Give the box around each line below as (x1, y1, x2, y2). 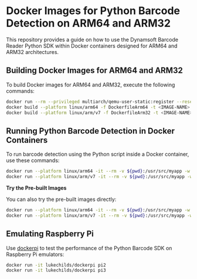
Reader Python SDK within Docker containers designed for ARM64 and (6, 42, 178, 49)
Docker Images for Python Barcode (6, 4, 181, 18)
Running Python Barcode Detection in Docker (6, 126, 175, 136)
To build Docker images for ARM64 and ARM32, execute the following (6, 81, 175, 88)
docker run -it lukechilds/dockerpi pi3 (6, 267, 107, 274)
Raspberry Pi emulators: (6, 251, 64, 258)
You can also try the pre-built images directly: (6, 196, 117, 203)
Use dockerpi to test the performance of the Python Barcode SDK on (6, 244, 172, 251)
